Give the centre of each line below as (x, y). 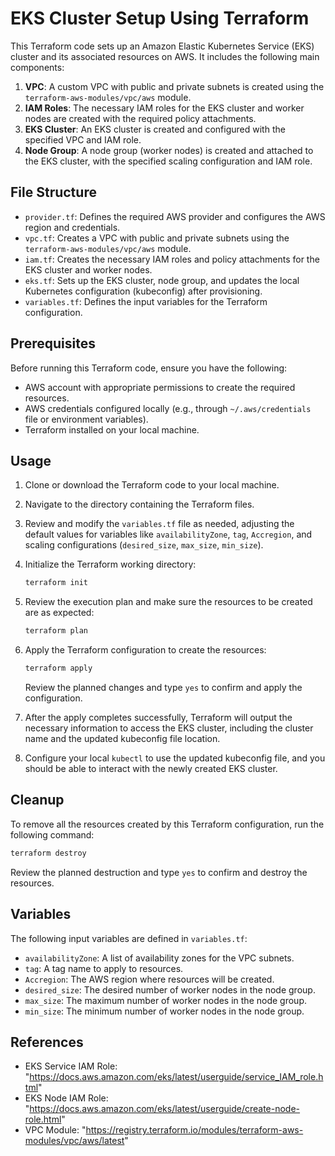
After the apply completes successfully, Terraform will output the (158, 717)
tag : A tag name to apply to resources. (104, 968)
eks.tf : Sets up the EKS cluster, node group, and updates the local (162, 280)
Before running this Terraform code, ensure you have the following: (149, 368)
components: (37, 67)
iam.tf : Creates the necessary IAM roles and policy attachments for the (172, 259)
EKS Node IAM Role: (66, 1098)
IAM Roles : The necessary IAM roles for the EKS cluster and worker (164, 108)
